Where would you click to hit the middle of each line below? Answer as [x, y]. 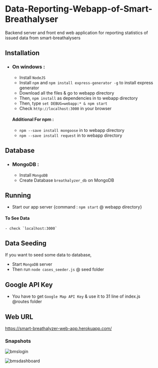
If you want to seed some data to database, [48, 255]
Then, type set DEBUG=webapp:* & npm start [63, 103]
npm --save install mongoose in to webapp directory [72, 130]
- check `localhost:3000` [31, 228]
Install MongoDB [33, 175]
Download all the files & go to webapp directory [67, 93]
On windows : [28, 67]
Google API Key [29, 285]
